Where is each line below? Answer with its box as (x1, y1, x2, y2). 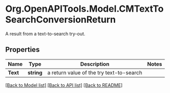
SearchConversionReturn (5, 14, 116, 25)
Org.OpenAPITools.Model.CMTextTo (5, 3, 164, 15)
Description (80, 60, 110, 68)
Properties (5, 45, 40, 54)
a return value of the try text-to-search (47, 69, 142, 76)
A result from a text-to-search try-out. (5, 30, 86, 37)
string (27, 69, 42, 76)
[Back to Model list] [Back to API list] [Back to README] (5, 82, 123, 88)
